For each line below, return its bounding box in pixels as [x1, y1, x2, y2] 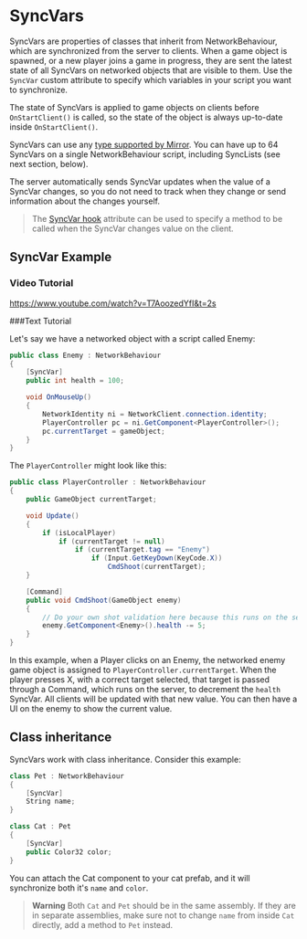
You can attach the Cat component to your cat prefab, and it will [9, 872, 250, 883]
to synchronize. [9, 84, 69, 95]
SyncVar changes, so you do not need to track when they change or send [9, 185, 286, 196]
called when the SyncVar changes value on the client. [31, 223, 235, 234]
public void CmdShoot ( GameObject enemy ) [26, 596, 182, 605]
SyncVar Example [9, 249, 112, 265]
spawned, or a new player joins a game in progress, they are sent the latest [9, 55, 292, 66]
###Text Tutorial [9, 315, 71, 326]
